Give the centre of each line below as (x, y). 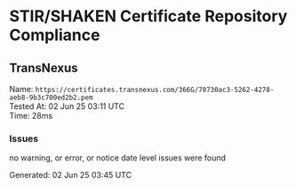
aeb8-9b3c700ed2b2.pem (51, 97)
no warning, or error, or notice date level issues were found (118, 158)
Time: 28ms (31, 116)
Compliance (55, 35)
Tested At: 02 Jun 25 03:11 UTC (67, 106)
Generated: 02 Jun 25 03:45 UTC (70, 175)
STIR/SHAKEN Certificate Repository (148, 16)
